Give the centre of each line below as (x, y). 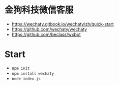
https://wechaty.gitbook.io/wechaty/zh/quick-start (63, 24)
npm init (21, 68)
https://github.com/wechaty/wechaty (49, 29)
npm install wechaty (33, 73)
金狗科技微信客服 (39, 10)
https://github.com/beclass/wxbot (46, 34)
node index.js (26, 79)
